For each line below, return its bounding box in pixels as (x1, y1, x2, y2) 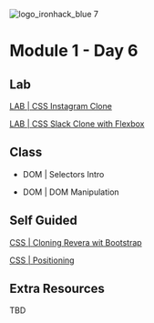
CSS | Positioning (9, 255, 75, 266)
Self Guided (9, 213, 77, 228)
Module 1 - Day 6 (9, 41, 139, 61)
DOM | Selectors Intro (22, 168, 105, 179)
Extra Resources (9, 281, 105, 297)
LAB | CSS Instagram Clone (9, 101, 112, 111)
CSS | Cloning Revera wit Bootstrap (9, 237, 143, 247)
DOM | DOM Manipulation (22, 187, 120, 197)
